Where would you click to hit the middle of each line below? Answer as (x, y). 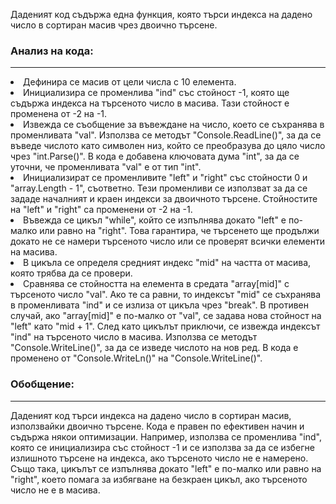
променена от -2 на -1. (59, 114)
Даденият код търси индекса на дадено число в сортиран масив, (151, 415)
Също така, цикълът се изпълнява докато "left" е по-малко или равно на (166, 468)
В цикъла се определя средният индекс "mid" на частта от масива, (167, 263)
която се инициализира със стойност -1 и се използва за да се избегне (162, 447)
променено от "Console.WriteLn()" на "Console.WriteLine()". (136, 358)
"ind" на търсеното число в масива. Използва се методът (134, 337)
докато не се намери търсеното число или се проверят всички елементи (167, 241)
